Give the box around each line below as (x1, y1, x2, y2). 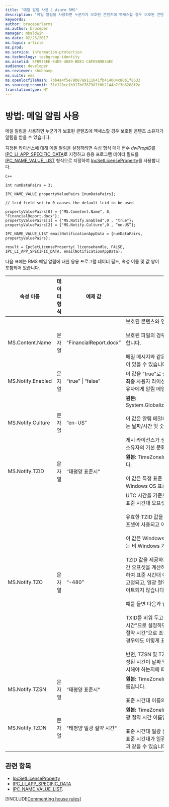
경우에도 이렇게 (125, 637, 160, 644)
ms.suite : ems (5, 73, 35, 78)
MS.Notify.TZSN (8, 686, 46, 693)
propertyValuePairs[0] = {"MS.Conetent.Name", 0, (5, 209, 112, 214)
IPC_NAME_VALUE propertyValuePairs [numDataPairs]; (5, 192, 116, 197)
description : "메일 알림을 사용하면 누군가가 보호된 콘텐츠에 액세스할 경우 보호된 (5, 12, 155, 17)
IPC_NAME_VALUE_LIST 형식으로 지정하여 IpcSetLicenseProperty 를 (5, 157, 142, 164)
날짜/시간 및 (131, 423, 158, 430)
